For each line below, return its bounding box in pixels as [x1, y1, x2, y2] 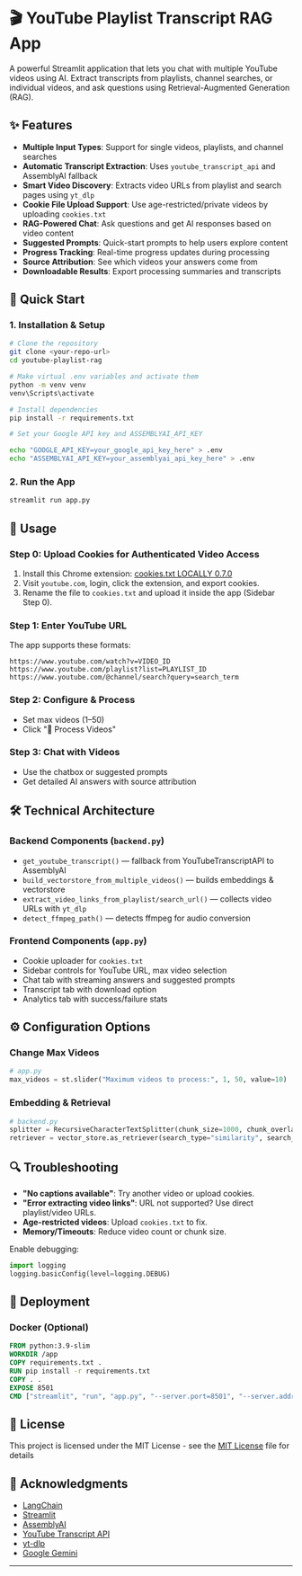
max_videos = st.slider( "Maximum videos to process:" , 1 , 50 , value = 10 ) [9, 1075, 288, 1084]
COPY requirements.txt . [9, 1358, 102, 1367]
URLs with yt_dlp [22, 903, 87, 913]
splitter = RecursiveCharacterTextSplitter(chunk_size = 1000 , [9, 1126, 244, 1135]
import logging [9, 1260, 67, 1269]
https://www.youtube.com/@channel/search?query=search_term [9, 672, 240, 682]
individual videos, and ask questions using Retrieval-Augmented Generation [9, 82, 290, 93]
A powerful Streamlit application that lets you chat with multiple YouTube [9, 63, 279, 74]
